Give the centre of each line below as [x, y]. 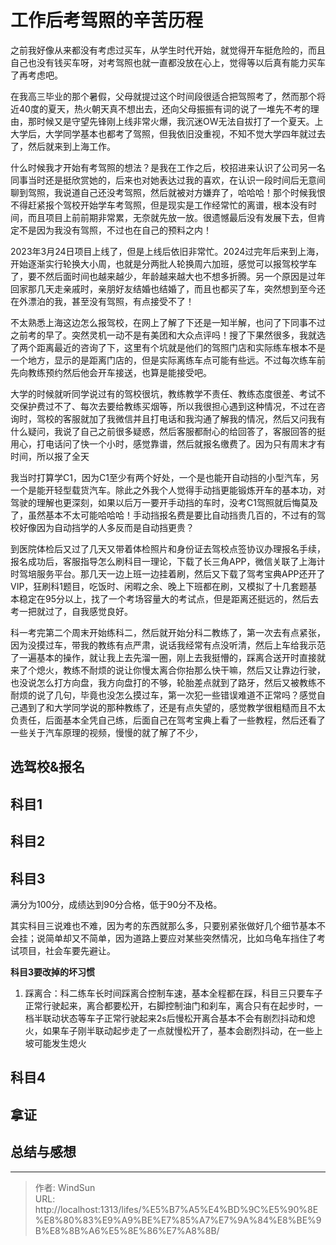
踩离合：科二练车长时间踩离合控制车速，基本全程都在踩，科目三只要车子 [173, 993]
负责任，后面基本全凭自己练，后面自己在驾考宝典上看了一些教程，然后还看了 [168, 720]
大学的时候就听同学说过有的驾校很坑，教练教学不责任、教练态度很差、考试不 [168, 393]
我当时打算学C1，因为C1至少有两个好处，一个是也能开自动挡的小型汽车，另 [165, 477]
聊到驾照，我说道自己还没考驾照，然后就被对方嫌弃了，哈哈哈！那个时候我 [163, 192]
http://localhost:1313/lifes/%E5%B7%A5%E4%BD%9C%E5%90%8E [176, 1209]
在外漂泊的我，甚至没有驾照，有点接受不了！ [102, 301]
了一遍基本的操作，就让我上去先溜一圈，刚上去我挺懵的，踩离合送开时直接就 [168, 657]
